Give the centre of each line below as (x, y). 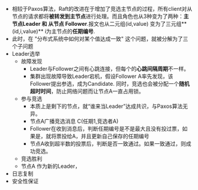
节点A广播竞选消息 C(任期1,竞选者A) (74, 121)
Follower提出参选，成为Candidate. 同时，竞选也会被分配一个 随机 (110, 84)
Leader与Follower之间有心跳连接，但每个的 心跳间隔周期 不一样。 (109, 69)
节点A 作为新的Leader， (51, 166)
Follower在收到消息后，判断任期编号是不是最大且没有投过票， (106, 129)
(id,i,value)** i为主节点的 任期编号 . (53, 31)
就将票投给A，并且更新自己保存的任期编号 (98, 136)
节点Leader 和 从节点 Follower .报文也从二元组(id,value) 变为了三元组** (99, 24)
